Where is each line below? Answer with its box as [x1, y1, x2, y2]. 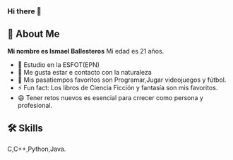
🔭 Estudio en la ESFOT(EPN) [17, 60, 100, 69]
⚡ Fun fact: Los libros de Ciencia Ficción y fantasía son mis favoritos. [17, 83, 218, 92]
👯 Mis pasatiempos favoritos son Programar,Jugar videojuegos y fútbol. [17, 75, 227, 84]
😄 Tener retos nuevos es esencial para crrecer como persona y [17, 93, 203, 101]
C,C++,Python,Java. [7, 144, 66, 153]
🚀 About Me [7, 28, 60, 40]
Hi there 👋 [7, 6, 42, 16]
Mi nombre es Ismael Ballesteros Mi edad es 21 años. [7, 47, 165, 55]
